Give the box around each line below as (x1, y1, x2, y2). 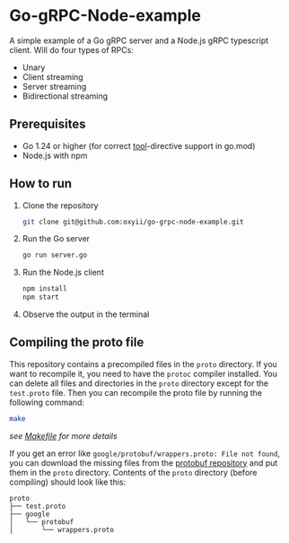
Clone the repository (22, 199, 99, 211)
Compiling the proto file (9, 335, 144, 350)
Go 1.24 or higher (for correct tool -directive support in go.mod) (22, 140, 256, 151)
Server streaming (22, 81, 87, 92)
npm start (22, 293, 60, 302)
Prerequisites (9, 117, 86, 132)
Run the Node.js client (22, 267, 105, 278)
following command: (9, 397, 85, 407)
